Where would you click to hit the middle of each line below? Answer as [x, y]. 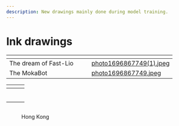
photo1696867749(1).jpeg [130, 63]
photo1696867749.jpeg [126, 73]
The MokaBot [28, 73]
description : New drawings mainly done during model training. [87, 12]
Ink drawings [39, 41]
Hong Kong [35, 116]
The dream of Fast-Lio [42, 63]
